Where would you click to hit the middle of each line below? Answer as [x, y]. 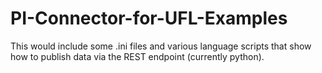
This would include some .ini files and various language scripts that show [161, 46]
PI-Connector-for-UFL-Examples [149, 18]
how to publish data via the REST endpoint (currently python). [137, 56]
